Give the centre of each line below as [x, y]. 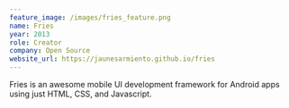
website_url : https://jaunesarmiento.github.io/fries [113, 59]
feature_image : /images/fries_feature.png [90, 17]
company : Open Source [50, 51]
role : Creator [36, 42]
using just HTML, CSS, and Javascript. [81, 94]
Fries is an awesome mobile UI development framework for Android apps [145, 84]
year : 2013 [30, 34]
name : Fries [32, 26]
